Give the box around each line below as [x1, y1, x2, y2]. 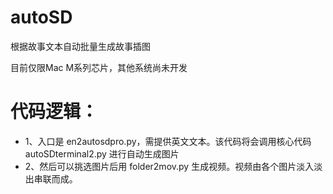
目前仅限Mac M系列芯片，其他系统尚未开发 [10, 61, 188, 73]
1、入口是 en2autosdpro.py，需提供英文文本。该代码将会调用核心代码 [24, 135, 312, 147]
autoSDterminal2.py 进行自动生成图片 [24, 147, 180, 160]
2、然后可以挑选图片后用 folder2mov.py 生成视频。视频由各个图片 [24, 160, 297, 172]
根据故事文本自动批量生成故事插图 [10, 40, 151, 52]
